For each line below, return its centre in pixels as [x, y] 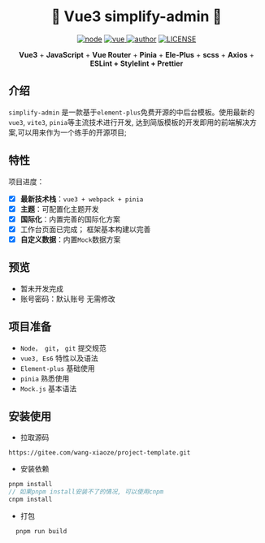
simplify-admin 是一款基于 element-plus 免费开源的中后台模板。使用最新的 [132, 112]
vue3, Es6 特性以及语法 [59, 358]
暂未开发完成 [41, 288]
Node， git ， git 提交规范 [63, 347]
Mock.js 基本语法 [48, 388]
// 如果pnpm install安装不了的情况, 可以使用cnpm [86, 492]
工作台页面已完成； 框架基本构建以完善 [85, 229]
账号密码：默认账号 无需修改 [67, 299]
